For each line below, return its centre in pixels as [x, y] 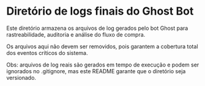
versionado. [21, 77]
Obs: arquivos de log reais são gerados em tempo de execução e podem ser [103, 65]
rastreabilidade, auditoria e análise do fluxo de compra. [76, 34]
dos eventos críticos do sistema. [47, 52]
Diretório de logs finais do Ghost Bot [100, 11]
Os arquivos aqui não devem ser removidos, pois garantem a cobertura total [102, 46]
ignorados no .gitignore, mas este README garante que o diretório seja [96, 71]
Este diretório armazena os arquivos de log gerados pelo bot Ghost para [97, 28]
